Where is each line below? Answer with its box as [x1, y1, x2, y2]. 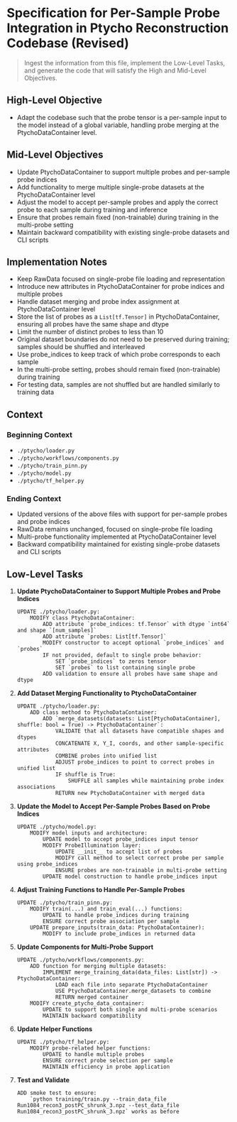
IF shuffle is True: [55, 771, 116, 779]
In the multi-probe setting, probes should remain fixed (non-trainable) [16, 365, 221, 374]
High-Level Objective [6, 94, 103, 106]
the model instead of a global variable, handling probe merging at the [16, 121, 219, 129]
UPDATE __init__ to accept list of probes [55, 848, 183, 856]
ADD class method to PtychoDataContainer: [30, 709, 158, 716]
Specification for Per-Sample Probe [6, 5, 221, 21]
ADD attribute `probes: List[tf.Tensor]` [43, 633, 167, 640]
